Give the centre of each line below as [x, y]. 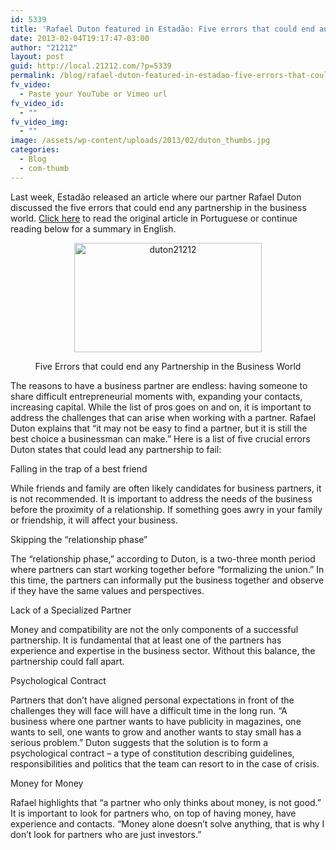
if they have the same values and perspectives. [107, 590]
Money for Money [47, 783]
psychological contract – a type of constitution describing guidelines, [152, 753]
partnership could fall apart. [67, 661]
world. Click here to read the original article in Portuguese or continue [154, 218]
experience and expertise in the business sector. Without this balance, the [163, 650]
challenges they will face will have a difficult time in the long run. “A [149, 710]
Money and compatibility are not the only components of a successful [154, 629]
